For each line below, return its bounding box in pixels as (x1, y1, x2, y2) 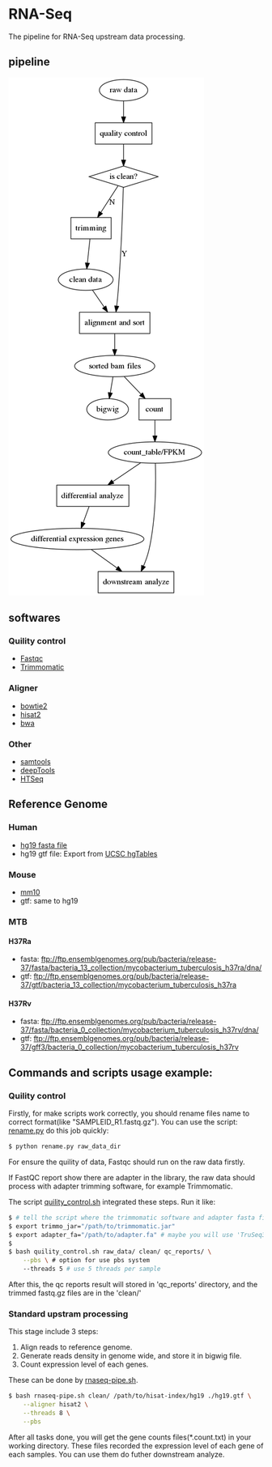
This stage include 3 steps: (8, 1327, 99, 1337)
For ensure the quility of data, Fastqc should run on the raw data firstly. (8, 1157, 245, 1167)
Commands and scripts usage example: (8, 1065, 213, 1079)
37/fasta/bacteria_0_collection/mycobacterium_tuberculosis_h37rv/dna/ (19, 1025, 259, 1035)
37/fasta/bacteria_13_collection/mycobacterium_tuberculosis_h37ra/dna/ (19, 963, 262, 972)
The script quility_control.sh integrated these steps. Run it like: (8, 1197, 216, 1206)
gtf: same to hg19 (19, 896, 79, 906)
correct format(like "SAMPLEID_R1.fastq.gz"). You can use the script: (8, 1117, 238, 1127)
